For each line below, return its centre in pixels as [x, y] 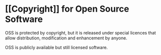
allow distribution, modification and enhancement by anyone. [66, 38]
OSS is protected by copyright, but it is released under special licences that [80, 33]
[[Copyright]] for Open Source [67, 9]
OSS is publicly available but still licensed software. [56, 47]
